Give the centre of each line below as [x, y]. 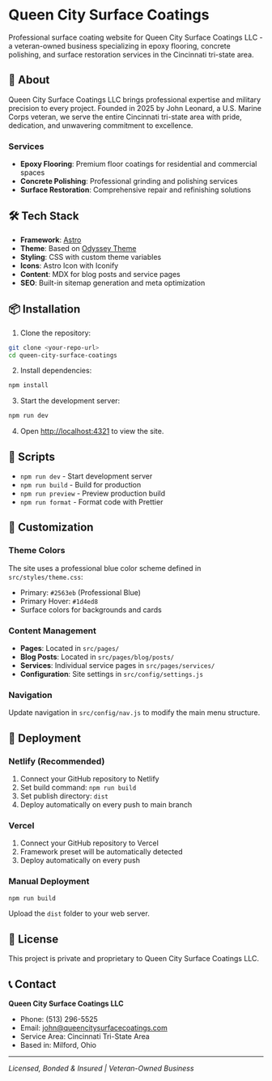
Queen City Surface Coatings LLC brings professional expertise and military [135, 100]
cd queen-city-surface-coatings [63, 355]
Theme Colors [37, 551]
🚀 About [29, 80]
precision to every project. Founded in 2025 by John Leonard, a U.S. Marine [135, 108]
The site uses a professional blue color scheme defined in [105, 568]
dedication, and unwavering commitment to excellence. [101, 125]
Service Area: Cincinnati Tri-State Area [85, 1036]
